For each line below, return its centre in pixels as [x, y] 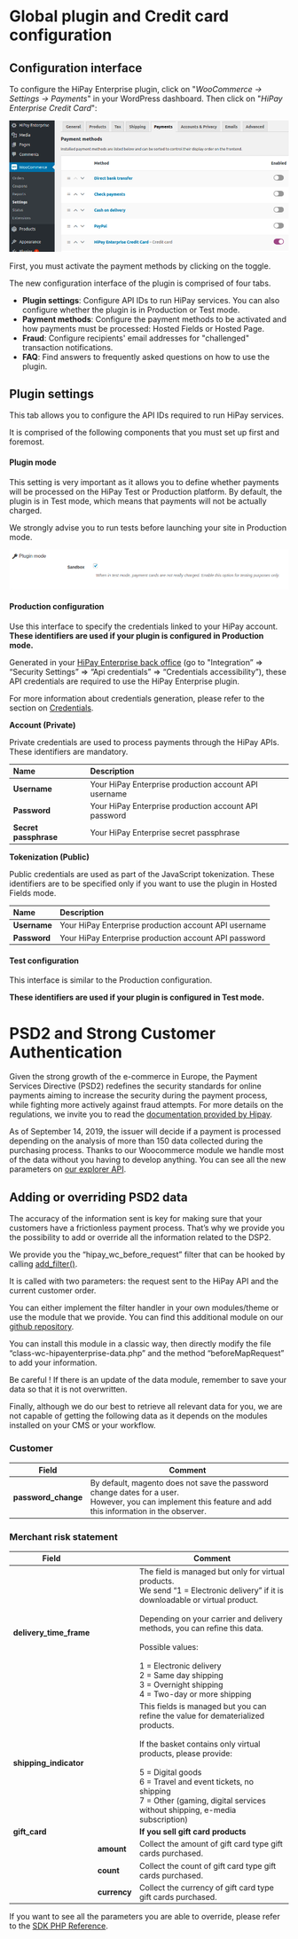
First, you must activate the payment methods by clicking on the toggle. [140, 266]
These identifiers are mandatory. [69, 751]
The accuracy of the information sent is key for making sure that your [136, 1219]
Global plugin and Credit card [119, 16]
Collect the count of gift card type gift [208, 1865]
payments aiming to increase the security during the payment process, [138, 1095]
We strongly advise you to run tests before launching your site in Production [148, 527]
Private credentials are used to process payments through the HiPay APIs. [144, 742]
